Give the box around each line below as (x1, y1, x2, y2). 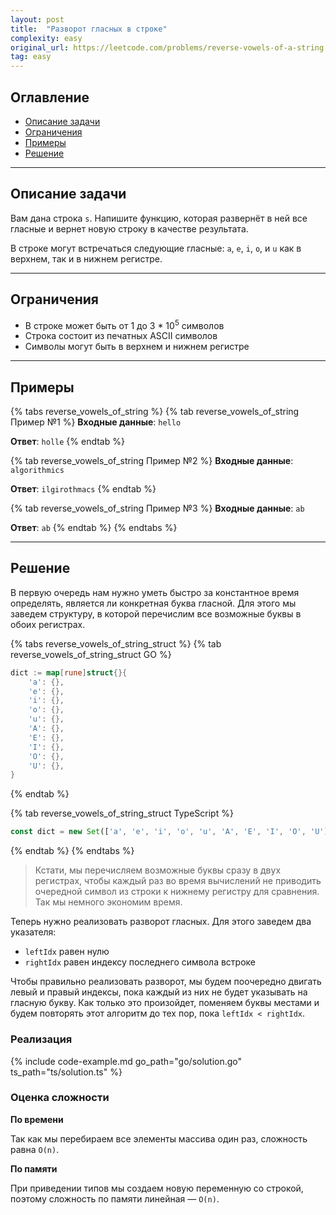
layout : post (10, 14, 65, 25)
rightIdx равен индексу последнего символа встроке (24, 956, 256, 968)
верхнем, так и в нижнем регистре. (10, 252, 163, 265)
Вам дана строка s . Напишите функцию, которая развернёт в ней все (10, 212, 308, 224)
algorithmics (10, 466, 65, 476)
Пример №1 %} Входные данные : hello (10, 416, 182, 428)
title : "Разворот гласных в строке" (10, 24, 168, 34)
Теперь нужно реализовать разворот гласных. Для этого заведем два (10, 916, 312, 928)
